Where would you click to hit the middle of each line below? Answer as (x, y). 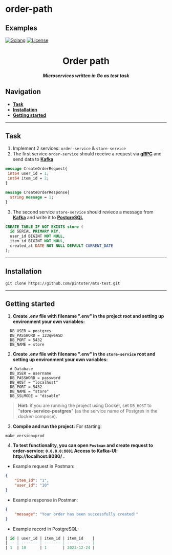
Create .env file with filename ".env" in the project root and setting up (88, 316)
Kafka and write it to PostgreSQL (48, 217)
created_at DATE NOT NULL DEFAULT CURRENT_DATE (62, 246)
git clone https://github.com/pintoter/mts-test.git (63, 283)
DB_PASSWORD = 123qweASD (36, 336)
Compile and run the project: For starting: (57, 426)
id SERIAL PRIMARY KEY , (35, 231)
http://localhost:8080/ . (39, 456)
